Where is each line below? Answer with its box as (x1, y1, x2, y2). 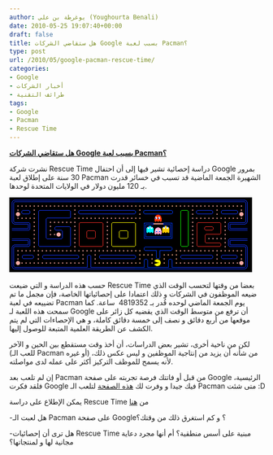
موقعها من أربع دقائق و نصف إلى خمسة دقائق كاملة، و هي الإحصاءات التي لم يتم (9, 315, 251, 325)
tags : (9, 98, 28, 107)
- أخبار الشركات (9, 81, 64, 90)
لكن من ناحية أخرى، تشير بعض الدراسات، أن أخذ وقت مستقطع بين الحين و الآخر (9, 339, 250, 349)
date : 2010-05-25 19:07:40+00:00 (9, 21, 123, 30)
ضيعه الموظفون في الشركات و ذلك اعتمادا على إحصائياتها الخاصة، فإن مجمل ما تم (9, 289, 258, 299)
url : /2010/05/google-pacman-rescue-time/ (9, 56, 155, 64)
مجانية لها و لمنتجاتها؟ (9, 437, 74, 447)
